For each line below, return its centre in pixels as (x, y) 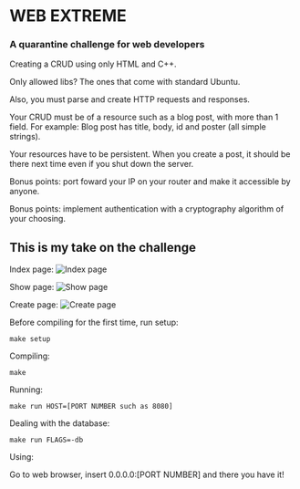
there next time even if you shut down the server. (102, 164)
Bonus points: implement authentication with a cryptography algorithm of (147, 209)
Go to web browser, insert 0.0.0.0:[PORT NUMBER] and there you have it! (147, 474)
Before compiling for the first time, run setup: (94, 323)
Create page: (34, 305)
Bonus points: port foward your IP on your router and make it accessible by (150, 182)
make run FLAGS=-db (47, 440)
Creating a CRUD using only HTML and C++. (93, 64)
